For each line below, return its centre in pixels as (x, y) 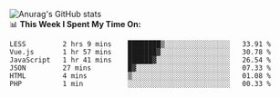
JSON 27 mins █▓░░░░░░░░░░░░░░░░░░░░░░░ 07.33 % (140, 68)
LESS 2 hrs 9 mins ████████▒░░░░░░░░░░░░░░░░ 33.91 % (140, 44)
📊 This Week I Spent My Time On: (75, 24)
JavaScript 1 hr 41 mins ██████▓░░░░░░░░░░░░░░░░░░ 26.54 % (140, 60)
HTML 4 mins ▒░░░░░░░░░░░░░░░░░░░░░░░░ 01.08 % (140, 76)
